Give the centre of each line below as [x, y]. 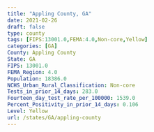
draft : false [26, 27]
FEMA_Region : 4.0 [32, 72]
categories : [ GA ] [32, 46]
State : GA [22, 59]
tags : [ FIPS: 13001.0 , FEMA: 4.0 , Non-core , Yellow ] [78, 40]
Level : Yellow [28, 111]
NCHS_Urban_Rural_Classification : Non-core [71, 85]
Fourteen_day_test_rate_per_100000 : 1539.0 [71, 98]
